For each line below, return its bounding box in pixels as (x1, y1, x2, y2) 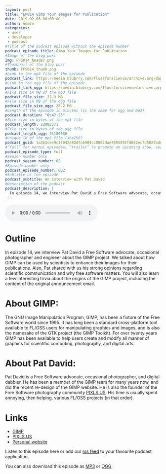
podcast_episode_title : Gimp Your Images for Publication (5, 48, 127, 53)
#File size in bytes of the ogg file (5, 126, 83, 131)
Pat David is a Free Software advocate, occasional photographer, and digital (5, 374, 160, 380)
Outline (5, 233, 36, 244)
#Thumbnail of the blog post (5, 62, 65, 67)
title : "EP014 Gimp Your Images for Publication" (5, 12, 110, 17)
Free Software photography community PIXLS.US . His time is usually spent (5, 390, 158, 396)
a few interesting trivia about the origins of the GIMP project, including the (5, 275, 156, 281)
